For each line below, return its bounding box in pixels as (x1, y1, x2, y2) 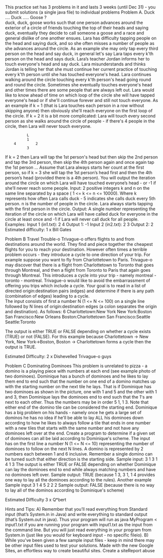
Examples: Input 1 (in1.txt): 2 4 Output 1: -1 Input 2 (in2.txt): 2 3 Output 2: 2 (5, 221, 154, 227)
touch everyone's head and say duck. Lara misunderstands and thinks (5, 61, 146, 67)
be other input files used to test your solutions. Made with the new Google (5, 542, 154, 548)
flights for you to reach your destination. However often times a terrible (5, 246, 147, 252)
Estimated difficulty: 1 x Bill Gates (5, 227, 72, 232)
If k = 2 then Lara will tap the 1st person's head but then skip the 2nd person (5, 154, 158, 160)
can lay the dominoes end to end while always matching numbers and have (5, 467, 156, 472)
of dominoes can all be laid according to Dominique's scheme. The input (5, 436, 150, 441)
